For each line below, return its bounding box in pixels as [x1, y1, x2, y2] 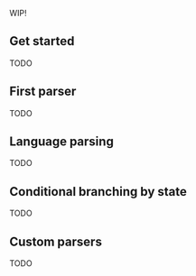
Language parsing [9, 134, 115, 150]
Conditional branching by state [9, 184, 188, 199]
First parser [9, 84, 77, 99]
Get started [9, 33, 75, 49]
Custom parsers [9, 234, 102, 249]
